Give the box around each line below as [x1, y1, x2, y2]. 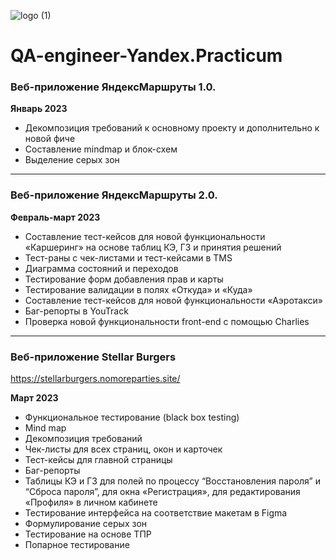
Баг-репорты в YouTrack [24, 305, 129, 317]
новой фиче [24, 133, 76, 145]
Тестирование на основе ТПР [24, 528, 152, 540]
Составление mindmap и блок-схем [24, 143, 178, 155]
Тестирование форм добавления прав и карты [24, 273, 224, 285]
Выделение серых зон [24, 154, 120, 166]
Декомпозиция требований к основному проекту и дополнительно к [24, 122, 320, 134]
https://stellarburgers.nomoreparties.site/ [10, 373, 181, 385]
